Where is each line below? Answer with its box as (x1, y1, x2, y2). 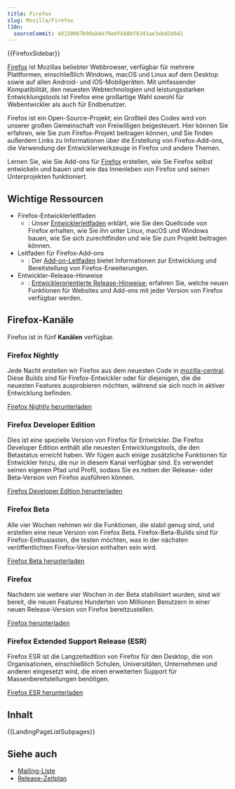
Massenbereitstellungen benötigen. (7, 675, 110, 683)
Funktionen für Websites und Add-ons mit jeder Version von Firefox (27, 286, 223, 295)
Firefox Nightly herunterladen (7, 403, 93, 411)
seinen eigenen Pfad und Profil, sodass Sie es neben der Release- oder (7, 466, 214, 474)
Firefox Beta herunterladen (7, 557, 85, 565)
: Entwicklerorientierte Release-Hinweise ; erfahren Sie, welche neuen (27, 279, 229, 287)
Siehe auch (7, 747, 58, 760)
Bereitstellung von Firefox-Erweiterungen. (27, 264, 149, 272)
